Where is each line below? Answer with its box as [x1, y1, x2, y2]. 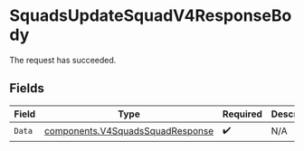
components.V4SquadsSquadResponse [43, 125, 214, 137]
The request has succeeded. [9, 54, 117, 65]
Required [222, 108, 262, 120]
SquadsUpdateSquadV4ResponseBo [9, 5, 292, 26]
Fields [9, 80, 45, 96]
